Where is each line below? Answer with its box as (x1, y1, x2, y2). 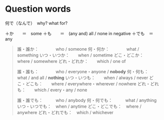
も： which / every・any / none (17, 87, 87, 93)
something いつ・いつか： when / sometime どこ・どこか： (17, 52, 144, 58)
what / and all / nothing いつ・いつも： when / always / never (17, 75, 148, 80)
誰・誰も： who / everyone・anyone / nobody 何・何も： (17, 68, 149, 74)
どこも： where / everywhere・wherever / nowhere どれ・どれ (25, 80, 159, 86)
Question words (5, 3, 71, 15)
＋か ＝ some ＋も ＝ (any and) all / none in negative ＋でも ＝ (5, 30, 154, 36)
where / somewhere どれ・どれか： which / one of (17, 58, 126, 64)
